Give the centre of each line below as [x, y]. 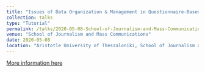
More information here [34, 63]
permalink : [20, 29]
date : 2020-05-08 [28, 40]
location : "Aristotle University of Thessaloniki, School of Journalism [101, 46]
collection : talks [30, 18]
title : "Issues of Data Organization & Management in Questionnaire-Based [103, 12]
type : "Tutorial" [28, 23]
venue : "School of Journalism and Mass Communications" [79, 34]
